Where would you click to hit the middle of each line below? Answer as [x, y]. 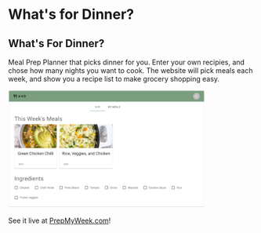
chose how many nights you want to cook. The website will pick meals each [130, 71]
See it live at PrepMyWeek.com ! [60, 220]
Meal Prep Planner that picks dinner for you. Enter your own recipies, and [127, 62]
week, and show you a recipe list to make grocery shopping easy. [114, 79]
